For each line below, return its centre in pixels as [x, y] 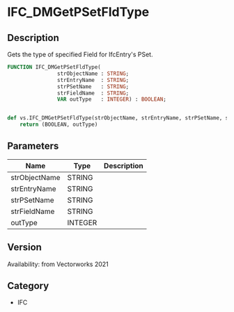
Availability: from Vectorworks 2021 [58, 264]
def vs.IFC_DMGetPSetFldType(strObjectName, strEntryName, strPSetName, [115, 118]
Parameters [33, 146]
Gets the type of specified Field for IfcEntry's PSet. [80, 54]
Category [28, 286]
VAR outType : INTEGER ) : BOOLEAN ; [112, 99]
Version [24, 247]
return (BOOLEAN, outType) [59, 125]
